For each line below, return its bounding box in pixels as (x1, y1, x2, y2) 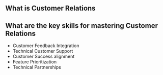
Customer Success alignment (12, 53, 75, 60)
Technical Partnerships (12, 64, 61, 70)
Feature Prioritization (12, 59, 57, 65)
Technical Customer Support (12, 48, 73, 54)
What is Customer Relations (5, 4, 96, 13)
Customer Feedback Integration (12, 43, 79, 49)
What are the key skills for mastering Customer (5, 21, 158, 30)
